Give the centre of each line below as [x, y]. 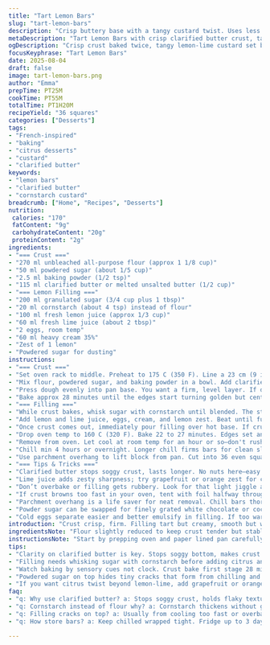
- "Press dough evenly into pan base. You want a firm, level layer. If [133, 390]
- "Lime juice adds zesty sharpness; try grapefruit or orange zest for [133, 479]
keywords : [25, 173]
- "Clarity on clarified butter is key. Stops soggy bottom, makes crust [135, 554]
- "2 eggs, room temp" [46, 330]
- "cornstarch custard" [48, 195]
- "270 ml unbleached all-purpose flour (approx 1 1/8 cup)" [113, 262]
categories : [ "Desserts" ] [51, 121]
